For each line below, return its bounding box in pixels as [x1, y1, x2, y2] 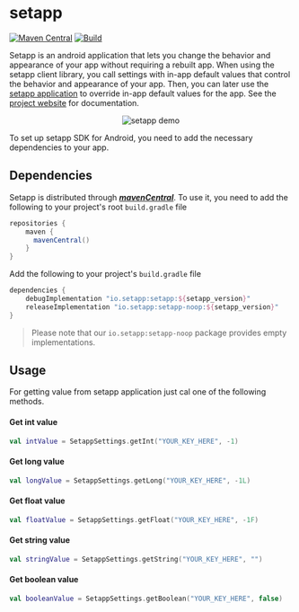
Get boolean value [9, 574, 79, 585]
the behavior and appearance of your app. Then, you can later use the [9, 78, 269, 89]
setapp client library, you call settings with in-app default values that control [9, 68, 291, 79]
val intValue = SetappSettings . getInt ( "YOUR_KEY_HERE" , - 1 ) [9, 437, 240, 446]
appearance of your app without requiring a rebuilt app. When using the [9, 59, 276, 70]
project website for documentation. [9, 97, 139, 108]
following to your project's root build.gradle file [9, 201, 187, 212]
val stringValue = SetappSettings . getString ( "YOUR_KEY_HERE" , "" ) [9, 554, 263, 563]
